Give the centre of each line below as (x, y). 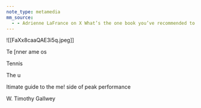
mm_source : (20, 17)
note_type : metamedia (33, 12)
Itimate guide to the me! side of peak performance (69, 87)
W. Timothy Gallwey (31, 99)
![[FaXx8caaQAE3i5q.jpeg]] (40, 40)
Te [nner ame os (26, 52)
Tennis (14, 63)
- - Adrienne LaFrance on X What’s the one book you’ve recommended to (104, 23)
